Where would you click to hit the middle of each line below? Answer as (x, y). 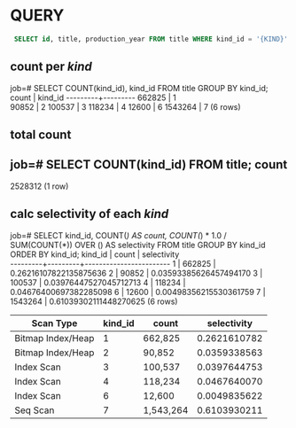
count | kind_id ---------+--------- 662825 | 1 (93, 97)
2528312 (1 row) (39, 186)
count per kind (51, 67)
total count (41, 135)
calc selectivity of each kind (90, 214)
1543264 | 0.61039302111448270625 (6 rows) (94, 301)
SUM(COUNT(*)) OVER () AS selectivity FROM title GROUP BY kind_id (138, 245)
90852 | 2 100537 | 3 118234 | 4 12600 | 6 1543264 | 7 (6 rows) (126, 106)
